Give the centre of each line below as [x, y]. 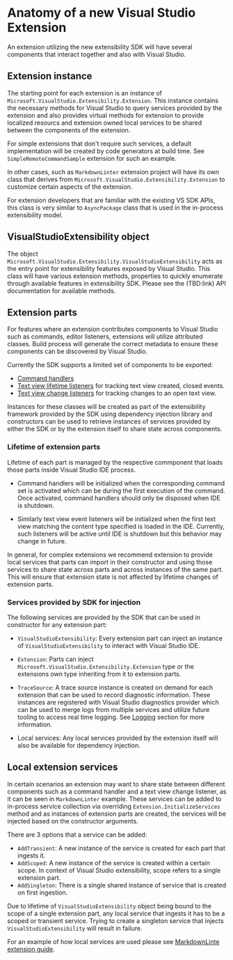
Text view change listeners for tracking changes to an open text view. [117, 393]
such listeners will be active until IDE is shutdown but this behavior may [120, 534]
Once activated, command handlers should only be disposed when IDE [119, 498]
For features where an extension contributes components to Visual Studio [113, 330]
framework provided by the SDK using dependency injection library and [110, 414]
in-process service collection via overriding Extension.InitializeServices [114, 806]
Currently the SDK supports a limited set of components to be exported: [110, 365]
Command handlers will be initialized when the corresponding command [121, 483]
